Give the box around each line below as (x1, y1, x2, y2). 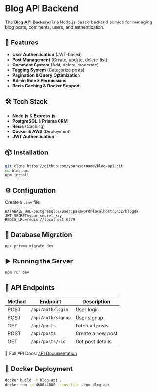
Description (82, 298, 111, 305)
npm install (5, 173, 29, 178)
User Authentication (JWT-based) (12, 51, 82, 57)
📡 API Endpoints (5, 283, 55, 292)
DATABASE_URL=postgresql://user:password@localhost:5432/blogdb (5, 209, 138, 214)
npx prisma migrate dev (5, 243, 54, 248)
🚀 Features (5, 39, 39, 47)
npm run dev (5, 270, 29, 275)
